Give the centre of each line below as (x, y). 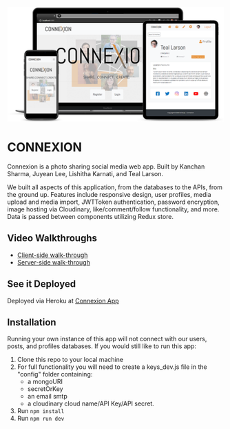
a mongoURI (45, 382)
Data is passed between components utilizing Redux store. (91, 216)
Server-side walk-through (54, 262)
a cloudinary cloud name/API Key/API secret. (91, 403)
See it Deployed (42, 284)
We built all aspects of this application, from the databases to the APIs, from (115, 187)
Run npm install (41, 411)
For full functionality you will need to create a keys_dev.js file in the (112, 367)
